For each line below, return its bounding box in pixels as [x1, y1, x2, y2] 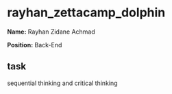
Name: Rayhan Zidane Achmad [7, 27, 96, 36]
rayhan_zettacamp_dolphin [7, 5, 166, 21]
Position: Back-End [7, 40, 62, 49]
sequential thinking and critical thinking [7, 79, 118, 87]
